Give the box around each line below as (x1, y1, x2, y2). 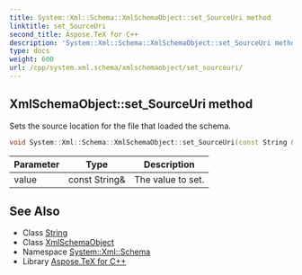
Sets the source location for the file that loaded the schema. (9, 120, 232, 131)
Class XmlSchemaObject (22, 237, 115, 248)
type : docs (9, 47, 50, 56)
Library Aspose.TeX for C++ (22, 256, 127, 267)
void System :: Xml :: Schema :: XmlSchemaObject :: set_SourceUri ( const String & (9, 137, 296, 146)
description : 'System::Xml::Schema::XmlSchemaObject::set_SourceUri (9, 38, 271, 48)
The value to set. (134, 173, 205, 185)
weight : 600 (9, 55, 54, 64)
